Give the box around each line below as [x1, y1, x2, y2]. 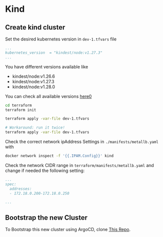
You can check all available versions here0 [5, 93, 92, 99]
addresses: [9, 186, 32, 191]
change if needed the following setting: [5, 168, 85, 173]
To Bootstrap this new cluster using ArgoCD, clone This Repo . [5, 227, 131, 233]
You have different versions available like [5, 64, 88, 69]
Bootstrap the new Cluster [5, 213, 88, 222]
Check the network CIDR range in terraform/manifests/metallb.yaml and [5, 162, 154, 168]
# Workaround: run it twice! [5, 125, 65, 130]
